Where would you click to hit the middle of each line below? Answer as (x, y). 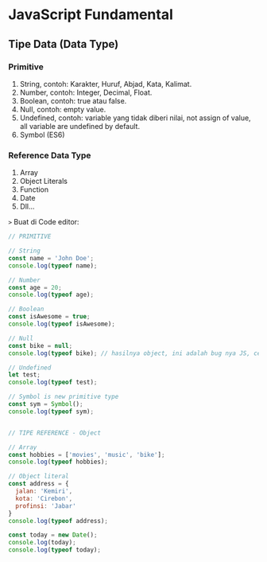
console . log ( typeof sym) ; (51, 412)
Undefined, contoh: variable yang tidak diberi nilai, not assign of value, (135, 118)
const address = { (39, 484)
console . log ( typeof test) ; (53, 382)
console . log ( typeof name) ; (53, 265)
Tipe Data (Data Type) (64, 44)
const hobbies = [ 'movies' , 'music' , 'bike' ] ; (87, 455)
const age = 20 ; (35, 287)
